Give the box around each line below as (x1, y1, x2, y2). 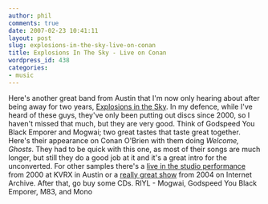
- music (8, 71, 35, 79)
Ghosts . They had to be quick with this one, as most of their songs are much (8, 144, 261, 154)
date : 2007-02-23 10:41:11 (8, 26, 99, 34)
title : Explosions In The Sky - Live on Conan (8, 49, 167, 57)
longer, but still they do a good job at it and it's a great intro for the (8, 153, 227, 162)
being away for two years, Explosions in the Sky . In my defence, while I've (8, 102, 253, 111)
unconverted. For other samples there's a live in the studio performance (8, 161, 246, 170)
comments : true (8, 19, 59, 27)
